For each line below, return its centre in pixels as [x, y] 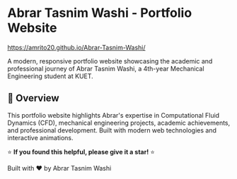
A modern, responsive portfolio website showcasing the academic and [110, 61]
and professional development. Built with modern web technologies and [112, 130]
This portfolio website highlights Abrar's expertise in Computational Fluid [114, 115]
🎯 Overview [33, 98]
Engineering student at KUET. [50, 76]
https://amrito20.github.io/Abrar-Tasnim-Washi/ [76, 47]
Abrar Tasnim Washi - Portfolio [100, 13]
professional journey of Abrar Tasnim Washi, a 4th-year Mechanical [106, 68]
